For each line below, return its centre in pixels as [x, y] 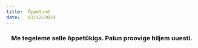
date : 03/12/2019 [31, 17]
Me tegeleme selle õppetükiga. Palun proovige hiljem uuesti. [102, 38]
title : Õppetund [28, 12]
